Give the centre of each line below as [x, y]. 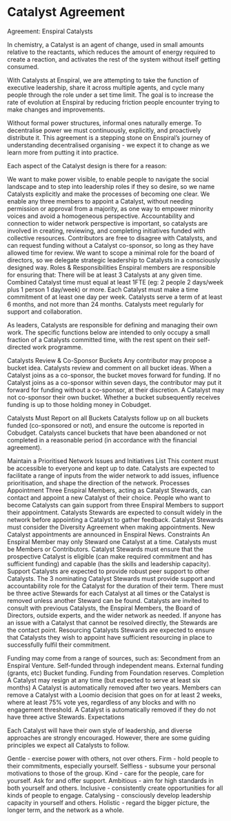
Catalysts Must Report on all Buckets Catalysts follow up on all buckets [108, 418]
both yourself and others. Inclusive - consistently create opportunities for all [115, 788]
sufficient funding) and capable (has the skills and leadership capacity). [109, 563]
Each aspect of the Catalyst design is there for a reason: [87, 165]
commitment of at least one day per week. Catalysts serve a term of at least [115, 297]
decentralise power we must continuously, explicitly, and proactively [104, 130]
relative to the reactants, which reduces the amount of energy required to [111, 52]
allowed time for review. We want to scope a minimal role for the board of [111, 253]
